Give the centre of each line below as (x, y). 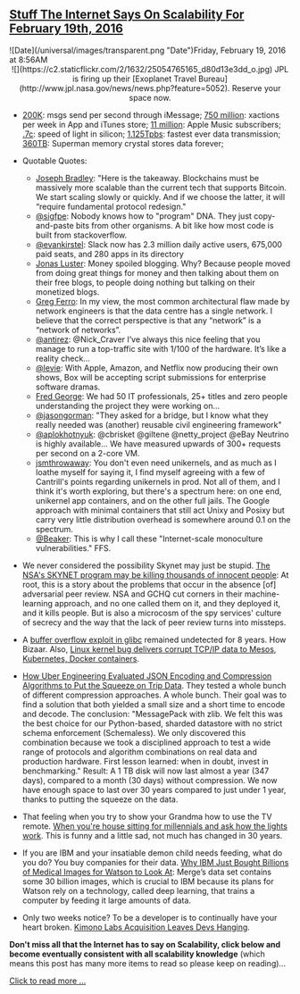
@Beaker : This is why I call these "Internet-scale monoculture (149, 539)
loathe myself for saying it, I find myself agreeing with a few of (150, 472)
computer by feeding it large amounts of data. (107, 900)
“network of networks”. (78, 330)
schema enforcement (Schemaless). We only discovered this (134, 732)
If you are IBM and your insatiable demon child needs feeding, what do (152, 853)
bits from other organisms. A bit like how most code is (175, 225)
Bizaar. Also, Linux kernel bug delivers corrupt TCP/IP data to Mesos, (149, 649)
